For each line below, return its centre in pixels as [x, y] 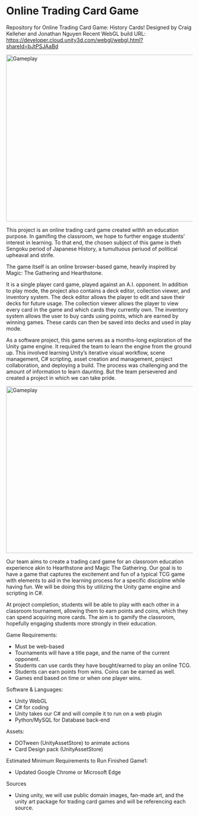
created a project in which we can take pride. [61, 377]
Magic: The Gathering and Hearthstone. [55, 273]
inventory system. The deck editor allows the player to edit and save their [96, 297]
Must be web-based [39, 646]
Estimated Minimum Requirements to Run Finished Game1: [77, 760]
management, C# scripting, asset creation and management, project [89, 359]
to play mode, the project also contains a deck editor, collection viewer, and [98, 290]
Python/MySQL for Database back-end [62, 720]
